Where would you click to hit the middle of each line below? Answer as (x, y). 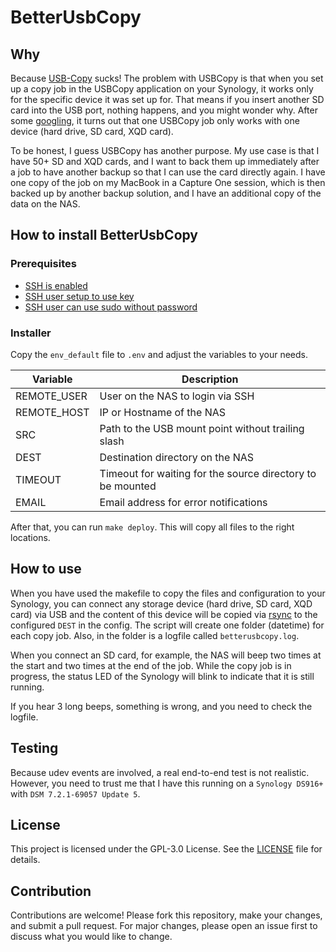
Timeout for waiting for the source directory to (208, 473)
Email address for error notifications (183, 502)
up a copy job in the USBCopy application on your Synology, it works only (162, 89)
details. (25, 860)
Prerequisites (43, 264)
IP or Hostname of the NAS (163, 412)
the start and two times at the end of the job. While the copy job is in (151, 665)
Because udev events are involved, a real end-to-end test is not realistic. (160, 772)
